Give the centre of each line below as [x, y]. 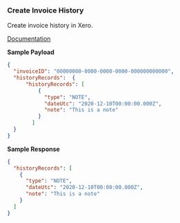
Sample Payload [31, 52]
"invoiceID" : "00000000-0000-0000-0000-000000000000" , [94, 71]
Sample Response [33, 149]
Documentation [29, 39]
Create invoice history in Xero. [50, 26]
